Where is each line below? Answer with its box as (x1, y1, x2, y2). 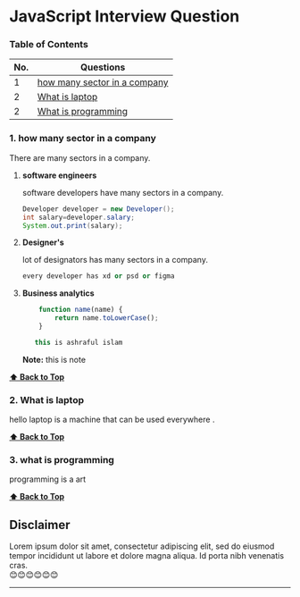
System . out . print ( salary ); (21, 221, 123, 230)
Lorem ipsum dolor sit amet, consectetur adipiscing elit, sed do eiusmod (9, 541, 275, 551)
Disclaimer (9, 517, 71, 533)
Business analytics (21, 288, 96, 298)
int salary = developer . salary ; (21, 213, 136, 222)
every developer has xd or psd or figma (21, 272, 175, 281)
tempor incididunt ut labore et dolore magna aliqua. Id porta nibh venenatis (9, 551, 284, 561)
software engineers (21, 170, 97, 181)
